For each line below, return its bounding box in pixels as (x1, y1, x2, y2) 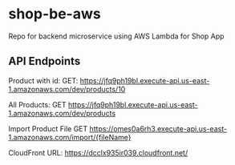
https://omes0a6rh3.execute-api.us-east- (89, 123, 227, 133)
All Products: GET (8, 99, 67, 109)
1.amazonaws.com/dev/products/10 (8, 84, 126, 94)
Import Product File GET (8, 123, 88, 133)
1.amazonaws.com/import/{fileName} (8, 132, 132, 142)
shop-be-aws (8, 5, 102, 23)
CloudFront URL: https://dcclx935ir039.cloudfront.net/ (8, 147, 188, 157)
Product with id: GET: (8, 75, 79, 85)
